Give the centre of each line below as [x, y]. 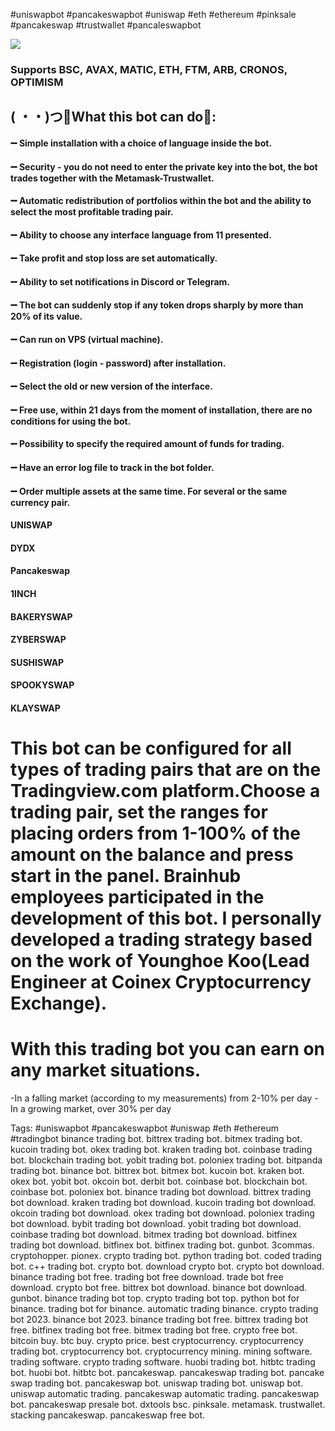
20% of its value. [46, 316]
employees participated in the [137, 897]
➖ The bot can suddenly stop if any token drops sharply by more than [157, 305]
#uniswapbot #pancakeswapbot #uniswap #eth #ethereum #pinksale [153, 14]
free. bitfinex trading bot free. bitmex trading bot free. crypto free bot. [154, 1330]
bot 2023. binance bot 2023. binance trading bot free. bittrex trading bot [159, 1320]
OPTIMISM [37, 82]
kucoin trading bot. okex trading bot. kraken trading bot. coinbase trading [161, 1150]
